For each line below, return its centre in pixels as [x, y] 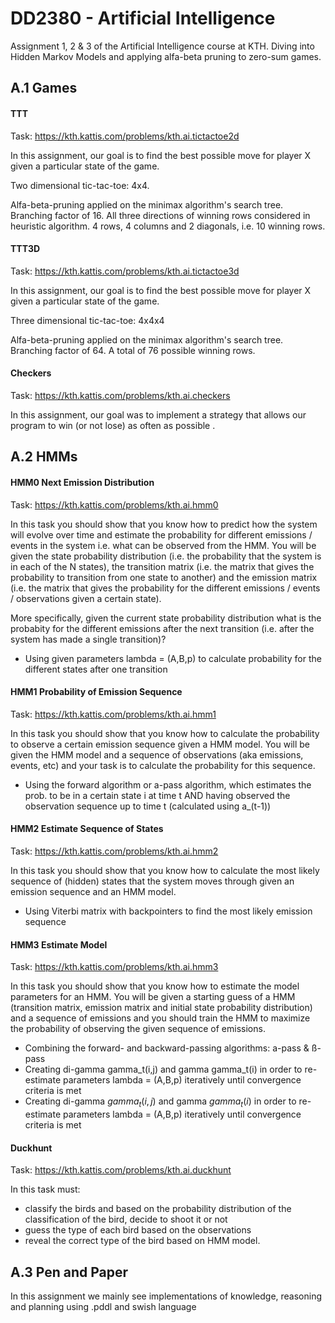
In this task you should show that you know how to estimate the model [155, 986]
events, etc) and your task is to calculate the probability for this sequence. [163, 765]
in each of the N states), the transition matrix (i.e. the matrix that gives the [162, 566]
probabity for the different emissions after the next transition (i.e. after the [162, 628]
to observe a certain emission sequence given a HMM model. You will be [160, 744]
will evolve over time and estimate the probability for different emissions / [161, 534]
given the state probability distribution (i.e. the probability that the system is [166, 556]
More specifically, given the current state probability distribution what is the [166, 618]
